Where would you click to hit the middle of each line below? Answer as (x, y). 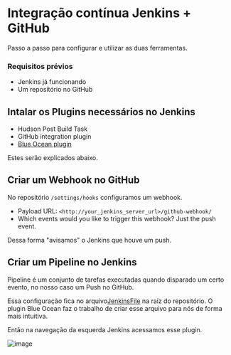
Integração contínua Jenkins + (100, 13)
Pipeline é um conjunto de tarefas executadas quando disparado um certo (116, 280)
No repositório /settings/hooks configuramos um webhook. (95, 197)
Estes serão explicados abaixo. (53, 158)
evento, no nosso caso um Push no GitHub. (71, 287)
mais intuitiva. (28, 316)
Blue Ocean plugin (45, 144)
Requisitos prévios (40, 66)
